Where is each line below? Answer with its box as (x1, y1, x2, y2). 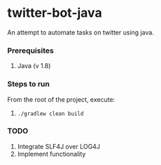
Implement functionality (17, 150, 86, 158)
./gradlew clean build (17, 110, 84, 117)
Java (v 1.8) (17, 62, 51, 70)
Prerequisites (7, 46, 54, 55)
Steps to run (7, 79, 50, 89)
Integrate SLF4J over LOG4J (17, 142, 100, 150)
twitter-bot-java (7, 5, 103, 21)
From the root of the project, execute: (7, 95, 115, 103)
